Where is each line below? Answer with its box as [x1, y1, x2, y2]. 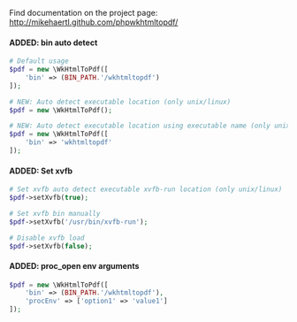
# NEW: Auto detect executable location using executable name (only [9, 121, 271, 131]
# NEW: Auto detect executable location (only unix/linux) [9, 97, 232, 106]
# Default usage [9, 57, 69, 65]
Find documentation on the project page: [9, 8, 158, 18]
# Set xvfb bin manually [9, 209, 101, 218]
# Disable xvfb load [9, 234, 86, 242]
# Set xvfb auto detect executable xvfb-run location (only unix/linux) [9, 185, 283, 194]
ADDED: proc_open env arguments [9, 261, 140, 271]
